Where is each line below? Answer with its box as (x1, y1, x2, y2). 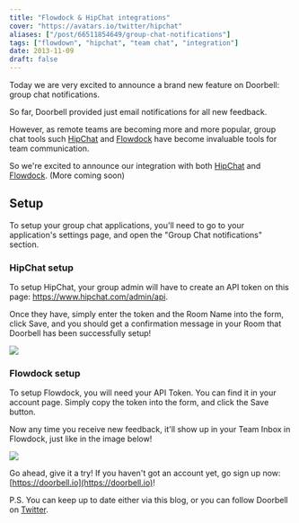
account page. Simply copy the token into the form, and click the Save (9, 397, 269, 408)
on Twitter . (9, 504, 49, 515)
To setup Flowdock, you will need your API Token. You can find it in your (9, 387, 277, 398)
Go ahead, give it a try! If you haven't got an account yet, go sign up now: (9, 468, 281, 479)
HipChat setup (9, 261, 75, 274)
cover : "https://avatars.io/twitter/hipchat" (9, 22, 182, 31)
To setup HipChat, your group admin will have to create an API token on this (9, 282, 289, 293)
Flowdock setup (9, 368, 81, 380)
